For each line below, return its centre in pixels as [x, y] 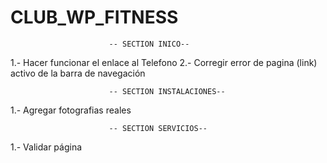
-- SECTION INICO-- [149, 44]
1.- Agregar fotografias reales [71, 110]
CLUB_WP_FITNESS [94, 17]
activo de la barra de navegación [78, 73]
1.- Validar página [46, 147]
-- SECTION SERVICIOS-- [158, 128]
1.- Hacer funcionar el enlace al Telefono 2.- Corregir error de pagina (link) [164, 62]
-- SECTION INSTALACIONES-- [167, 91]
